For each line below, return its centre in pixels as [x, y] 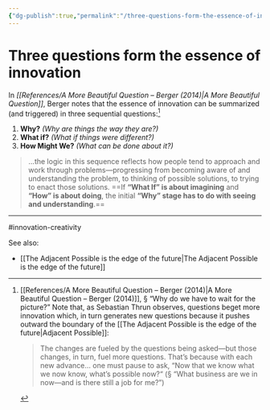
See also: [24, 243]
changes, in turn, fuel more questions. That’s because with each [146, 357]
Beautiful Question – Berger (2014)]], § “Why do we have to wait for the [137, 299]
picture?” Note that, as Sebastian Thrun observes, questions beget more [140, 307]
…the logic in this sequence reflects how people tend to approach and [144, 162]
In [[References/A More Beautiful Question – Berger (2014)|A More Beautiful [134, 95]
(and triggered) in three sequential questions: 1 [84, 113]
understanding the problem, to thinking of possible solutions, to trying [143, 178]
